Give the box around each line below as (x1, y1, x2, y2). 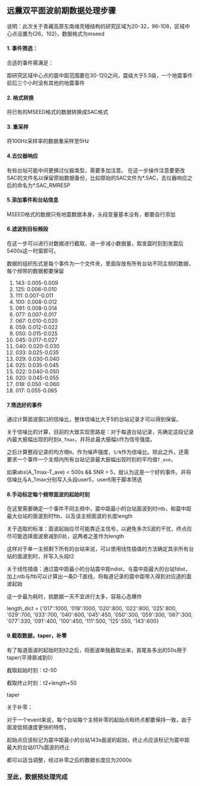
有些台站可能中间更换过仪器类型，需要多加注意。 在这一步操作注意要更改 (7, 166, 185, 174)
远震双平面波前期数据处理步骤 (7, 5, 116, 16)
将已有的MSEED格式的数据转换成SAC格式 (7, 108, 109, 116)
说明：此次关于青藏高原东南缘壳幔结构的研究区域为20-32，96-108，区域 (7, 23, 185, 30)
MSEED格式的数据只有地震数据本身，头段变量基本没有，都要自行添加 (7, 210, 176, 218)
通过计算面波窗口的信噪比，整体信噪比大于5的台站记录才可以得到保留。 (7, 416, 182, 423)
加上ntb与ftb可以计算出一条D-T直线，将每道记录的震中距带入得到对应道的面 (7, 573, 192, 580)
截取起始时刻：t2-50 (7, 666, 57, 673)
